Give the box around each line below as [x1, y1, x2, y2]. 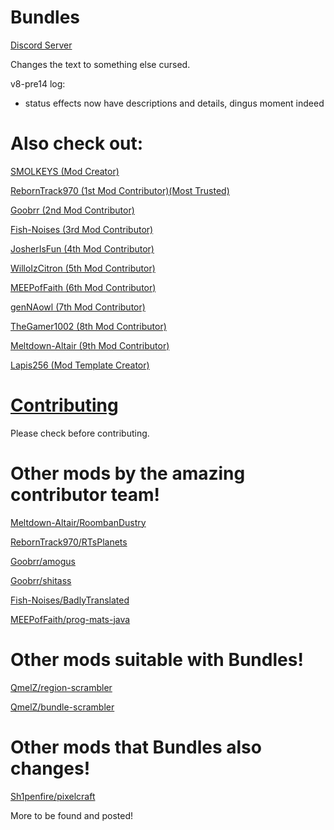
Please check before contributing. [10, 427, 150, 439]
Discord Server [10, 39, 73, 51]
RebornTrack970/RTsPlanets [10, 536, 128, 548]
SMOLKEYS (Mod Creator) [10, 165, 120, 177]
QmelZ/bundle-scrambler [10, 701, 115, 713]
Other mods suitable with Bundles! [10, 648, 304, 671]
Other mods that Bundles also [10, 736, 262, 758]
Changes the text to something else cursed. [10, 58, 191, 70]
